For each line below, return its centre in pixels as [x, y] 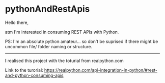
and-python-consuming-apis [34, 75]
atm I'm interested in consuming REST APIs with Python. [62, 32]
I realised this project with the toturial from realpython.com [64, 61]
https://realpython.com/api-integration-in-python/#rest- [101, 70]
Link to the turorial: [24, 70]
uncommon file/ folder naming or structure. [49, 46]
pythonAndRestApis [47, 9]
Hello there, [17, 22]
